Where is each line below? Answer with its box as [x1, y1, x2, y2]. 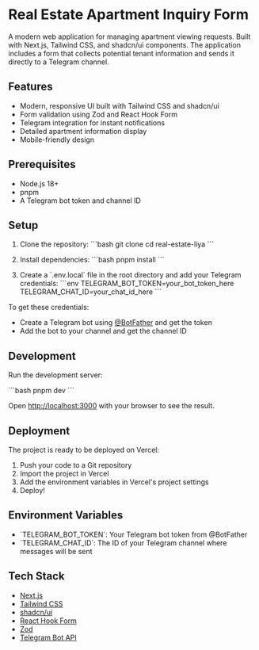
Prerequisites [8, 158, 76, 171]
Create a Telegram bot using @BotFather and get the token [19, 318, 212, 327]
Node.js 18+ [19, 178, 59, 188]
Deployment [8, 424, 70, 438]
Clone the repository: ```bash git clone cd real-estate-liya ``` [19, 239, 215, 249]
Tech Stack [8, 569, 65, 583]
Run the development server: [8, 370, 103, 380]
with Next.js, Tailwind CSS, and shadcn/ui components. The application [8, 40, 242, 49]
